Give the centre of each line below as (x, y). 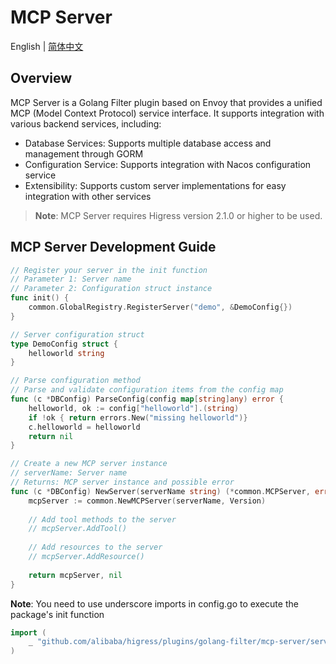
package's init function (57, 614)
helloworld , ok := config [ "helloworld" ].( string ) (134, 408)
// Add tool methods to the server (102, 519)
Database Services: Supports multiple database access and (148, 143)
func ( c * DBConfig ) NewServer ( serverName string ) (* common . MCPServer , (160, 491)
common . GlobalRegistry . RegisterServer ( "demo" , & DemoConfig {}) (160, 307)
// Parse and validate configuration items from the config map (147, 390)
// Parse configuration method (75, 381)
